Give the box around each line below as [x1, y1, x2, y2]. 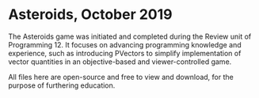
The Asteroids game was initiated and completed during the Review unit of [8, 32, 252, 41]
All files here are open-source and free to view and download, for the [8, 72, 234, 81]
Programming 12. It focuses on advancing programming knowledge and [8, 40, 242, 49]
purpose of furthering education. [8, 81, 116, 90]
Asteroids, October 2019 [8, 6, 173, 24]
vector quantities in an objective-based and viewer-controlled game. [8, 57, 232, 66]
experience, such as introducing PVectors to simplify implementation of [8, 48, 242, 58]
